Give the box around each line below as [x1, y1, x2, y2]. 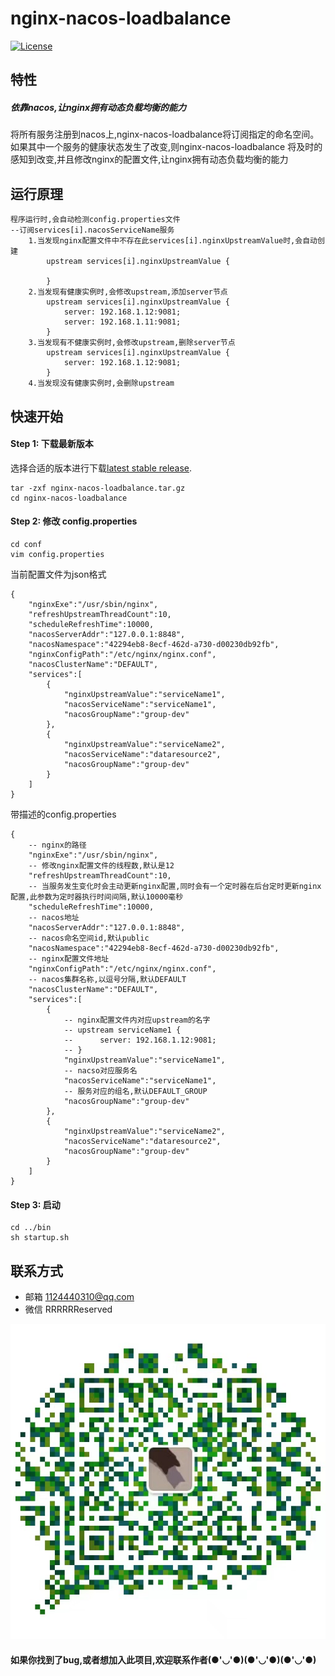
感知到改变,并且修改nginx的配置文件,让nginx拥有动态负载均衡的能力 [10, 153, 289, 166]
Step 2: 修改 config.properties [10, 515, 138, 527]
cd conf [10, 539, 43, 549]
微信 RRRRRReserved [24, 1303, 113, 1315]
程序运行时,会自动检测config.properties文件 [10, 215, 181, 225]
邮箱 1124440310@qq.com [24, 1290, 135, 1302]
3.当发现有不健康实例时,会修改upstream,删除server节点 [28, 338, 236, 348]
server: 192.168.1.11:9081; [63, 317, 182, 327]
